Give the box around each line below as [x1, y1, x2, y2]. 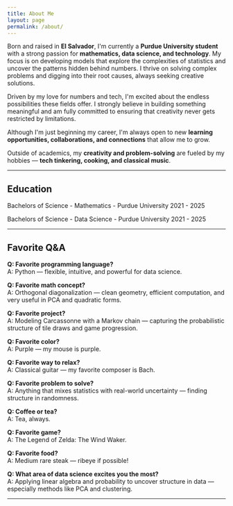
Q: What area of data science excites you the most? [7, 470, 159, 478]
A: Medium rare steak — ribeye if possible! [7, 457, 129, 464]
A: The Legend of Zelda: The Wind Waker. [7, 436, 127, 443]
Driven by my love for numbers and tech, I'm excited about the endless [7, 92, 209, 101]
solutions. [7, 79, 35, 88]
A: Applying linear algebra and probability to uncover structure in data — [7, 478, 215, 485]
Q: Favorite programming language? [7, 260, 114, 268]
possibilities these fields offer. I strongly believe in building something [7, 100, 206, 108]
